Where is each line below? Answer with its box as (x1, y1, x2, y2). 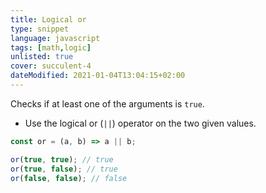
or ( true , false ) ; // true (10, 164, 118, 174)
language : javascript (10, 33, 101, 43)
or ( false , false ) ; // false (10, 173, 128, 183)
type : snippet (10, 24, 70, 34)
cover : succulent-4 (10, 61, 92, 71)
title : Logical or (10, 14, 87, 25)
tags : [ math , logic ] (10, 42, 92, 53)
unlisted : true (10, 52, 74, 62)
